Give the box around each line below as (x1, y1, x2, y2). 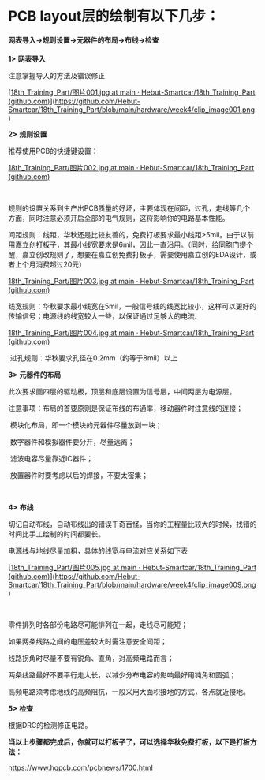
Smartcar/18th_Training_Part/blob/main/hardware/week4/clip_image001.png (8, 105, 255, 114)
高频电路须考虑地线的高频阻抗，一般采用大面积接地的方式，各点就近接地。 (8, 687, 250, 696)
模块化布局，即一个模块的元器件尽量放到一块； (9, 420, 162, 430)
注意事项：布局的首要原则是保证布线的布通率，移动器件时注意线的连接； (8, 404, 243, 413)
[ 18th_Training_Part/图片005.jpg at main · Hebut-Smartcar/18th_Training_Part (8, 563, 257, 573)
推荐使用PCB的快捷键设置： (8, 147, 99, 156)
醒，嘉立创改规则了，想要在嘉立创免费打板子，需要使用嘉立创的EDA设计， (8, 250, 250, 259)
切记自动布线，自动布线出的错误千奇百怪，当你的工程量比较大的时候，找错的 (8, 520, 257, 529)
